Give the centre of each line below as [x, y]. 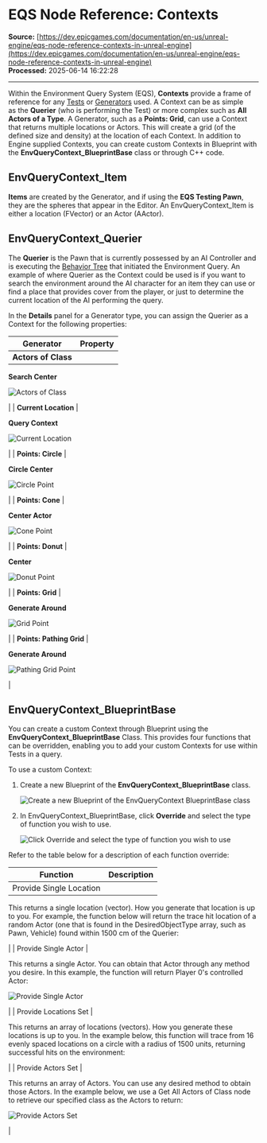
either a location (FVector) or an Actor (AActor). [86, 213]
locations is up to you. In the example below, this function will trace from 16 [131, 1036]
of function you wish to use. [65, 824]
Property [97, 344]
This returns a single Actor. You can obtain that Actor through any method [129, 964]
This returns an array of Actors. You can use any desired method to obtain [130, 1083]
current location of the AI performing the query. [86, 300]
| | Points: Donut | [38, 546]
